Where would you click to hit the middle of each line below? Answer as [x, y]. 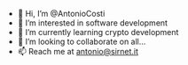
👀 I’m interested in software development [93, 23]
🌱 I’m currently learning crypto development [98, 32]
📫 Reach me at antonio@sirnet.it [78, 51]
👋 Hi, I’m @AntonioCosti [61, 14]
